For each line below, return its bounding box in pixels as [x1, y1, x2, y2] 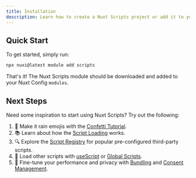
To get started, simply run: [6, 51, 69, 58]
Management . [14, 165, 48, 172]
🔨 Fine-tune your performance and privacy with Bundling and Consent [14, 159, 184, 166]
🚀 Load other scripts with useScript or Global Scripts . [14, 153, 143, 159]
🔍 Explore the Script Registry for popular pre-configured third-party [14, 138, 179, 145]
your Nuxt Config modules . [6, 79, 69, 86]
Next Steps [6, 96, 47, 106]
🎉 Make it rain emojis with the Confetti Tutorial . [14, 123, 127, 130]
